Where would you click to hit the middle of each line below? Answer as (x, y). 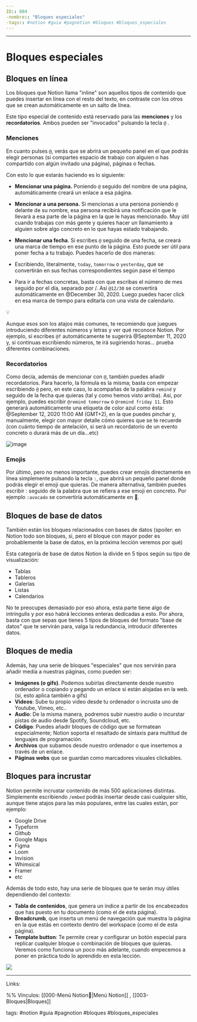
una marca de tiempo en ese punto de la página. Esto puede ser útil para (102, 246)
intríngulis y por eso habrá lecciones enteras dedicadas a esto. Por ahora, (95, 614)
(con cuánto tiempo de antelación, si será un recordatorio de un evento (92, 426)
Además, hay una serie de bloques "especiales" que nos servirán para (91, 665)
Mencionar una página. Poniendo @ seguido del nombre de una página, (101, 186)
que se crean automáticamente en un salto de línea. (69, 105)
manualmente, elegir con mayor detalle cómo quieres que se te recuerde (94, 420)
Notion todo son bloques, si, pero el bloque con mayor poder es (83, 536)
